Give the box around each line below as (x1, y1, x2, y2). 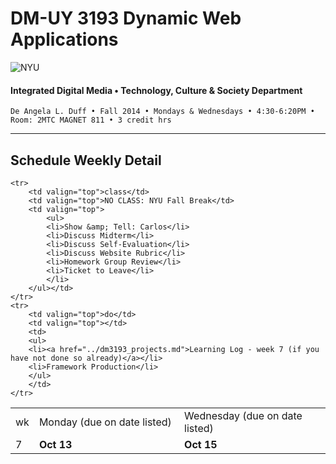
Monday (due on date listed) (38, 415, 172, 429)
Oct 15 (184, 437, 218, 451)
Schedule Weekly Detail (10, 152, 162, 169)
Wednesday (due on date (184, 408, 303, 422)
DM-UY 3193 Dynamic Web (10, 7, 242, 30)
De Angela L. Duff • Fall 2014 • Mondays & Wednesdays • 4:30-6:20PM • (10, 107, 315, 117)
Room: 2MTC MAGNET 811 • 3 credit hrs (10, 115, 172, 126)
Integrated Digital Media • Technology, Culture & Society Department (10, 84, 303, 96)
